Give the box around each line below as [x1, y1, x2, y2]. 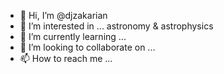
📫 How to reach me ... [19, 53, 113, 64]
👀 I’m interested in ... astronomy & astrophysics [19, 20, 214, 32]
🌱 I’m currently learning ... [19, 31, 127, 42]
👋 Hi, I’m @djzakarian [19, 10, 108, 21]
